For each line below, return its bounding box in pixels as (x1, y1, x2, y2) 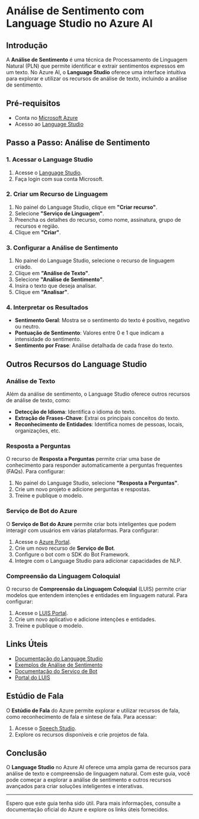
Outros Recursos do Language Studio (6, 359, 147, 369)
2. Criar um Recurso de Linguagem (6, 190, 108, 198)
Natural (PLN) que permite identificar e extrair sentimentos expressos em (6, 62, 185, 69)
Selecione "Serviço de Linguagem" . (14, 209, 105, 217)
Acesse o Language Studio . (14, 169, 82, 176)
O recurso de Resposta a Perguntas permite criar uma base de (6, 455, 161, 463)
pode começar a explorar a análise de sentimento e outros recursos (6, 776, 172, 783)
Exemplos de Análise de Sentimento (14, 661, 102, 668)
